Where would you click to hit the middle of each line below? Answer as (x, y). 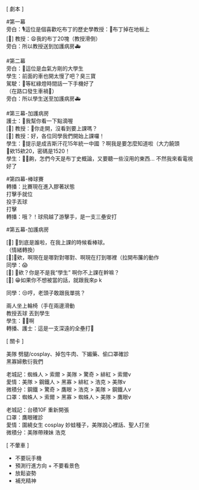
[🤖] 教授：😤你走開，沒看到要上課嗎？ (52, 128)
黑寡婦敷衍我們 (25, 361)
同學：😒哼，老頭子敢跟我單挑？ (46, 293)
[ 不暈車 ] (18, 445)
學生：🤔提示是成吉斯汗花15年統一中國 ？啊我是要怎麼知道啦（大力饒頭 (93, 143)
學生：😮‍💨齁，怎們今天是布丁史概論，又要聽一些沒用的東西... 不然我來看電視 (100, 158)
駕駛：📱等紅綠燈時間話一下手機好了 (50, 84)
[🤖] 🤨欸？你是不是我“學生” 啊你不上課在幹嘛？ (63, 272)
